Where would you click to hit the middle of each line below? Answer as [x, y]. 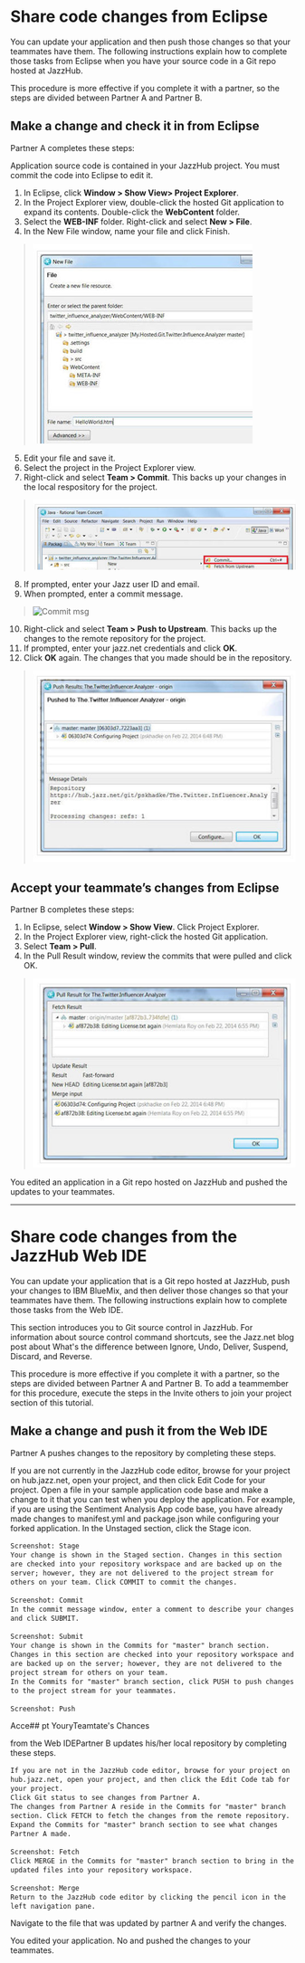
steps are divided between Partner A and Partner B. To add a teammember [149, 1383]
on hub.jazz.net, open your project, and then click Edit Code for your [138, 1480]
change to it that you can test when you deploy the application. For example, [153, 1499]
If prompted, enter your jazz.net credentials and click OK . [130, 648]
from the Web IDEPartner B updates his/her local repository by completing [149, 1743]
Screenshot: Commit [47, 1600]
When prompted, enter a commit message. [103, 594]
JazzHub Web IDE [79, 1256]
